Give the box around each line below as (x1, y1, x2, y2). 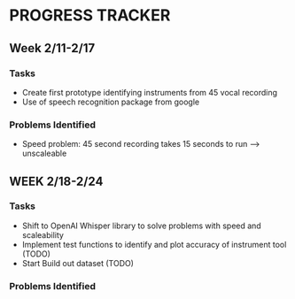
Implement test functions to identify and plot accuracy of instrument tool (21, 239, 287, 249)
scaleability (21, 229, 65, 240)
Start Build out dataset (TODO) (21, 257, 135, 268)
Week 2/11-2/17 (9, 41, 96, 56)
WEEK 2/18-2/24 (9, 173, 104, 188)
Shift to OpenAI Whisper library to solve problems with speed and (21, 220, 261, 231)
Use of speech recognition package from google (21, 96, 200, 107)
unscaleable (21, 148, 67, 159)
